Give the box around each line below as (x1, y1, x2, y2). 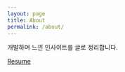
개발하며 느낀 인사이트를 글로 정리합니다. (7, 43, 118, 52)
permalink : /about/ (7, 23, 65, 30)
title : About (7, 17, 46, 24)
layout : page (7, 10, 46, 17)
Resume (7, 57, 32, 66)
